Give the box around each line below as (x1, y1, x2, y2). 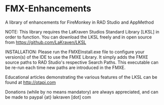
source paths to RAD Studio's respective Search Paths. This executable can (5, 59, 159, 65)
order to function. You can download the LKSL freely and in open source (5, 34, 152, 40)
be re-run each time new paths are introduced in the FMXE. (5, 65, 126, 70)
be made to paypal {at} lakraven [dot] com (5, 94, 91, 100)
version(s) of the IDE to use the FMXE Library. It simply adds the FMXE (5, 54, 149, 60)
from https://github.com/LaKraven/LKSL (5, 39, 87, 45)
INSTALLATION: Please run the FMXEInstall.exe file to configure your (5, 49, 145, 55)
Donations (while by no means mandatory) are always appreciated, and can (5, 89, 159, 95)
